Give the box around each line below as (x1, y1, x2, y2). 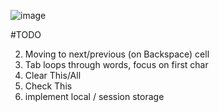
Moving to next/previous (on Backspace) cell (24, 48, 210, 60)
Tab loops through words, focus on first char (24, 59, 209, 70)
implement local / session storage (24, 91, 165, 102)
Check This (24, 80, 73, 92)
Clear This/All (24, 70, 82, 81)
